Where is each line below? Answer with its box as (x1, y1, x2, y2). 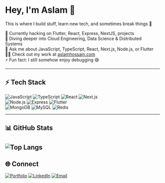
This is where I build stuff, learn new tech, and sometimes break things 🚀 (5, 21, 152, 27)
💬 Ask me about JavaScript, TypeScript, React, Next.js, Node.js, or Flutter (5, 46, 154, 52)
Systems (5, 40, 23, 46)
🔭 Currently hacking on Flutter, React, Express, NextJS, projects (5, 30, 134, 36)
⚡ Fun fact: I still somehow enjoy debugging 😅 (5, 57, 99, 63)
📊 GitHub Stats (5, 124, 53, 132)
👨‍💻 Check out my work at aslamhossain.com (5, 51, 96, 57)
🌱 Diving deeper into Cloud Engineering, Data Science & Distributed (5, 36, 142, 41)
